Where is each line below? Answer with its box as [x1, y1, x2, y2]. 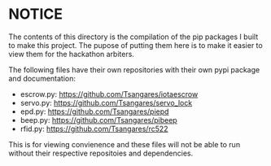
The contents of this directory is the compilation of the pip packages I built [8, 32, 259, 41]
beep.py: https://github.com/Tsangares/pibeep [20, 115, 177, 124]
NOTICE [8, 5, 63, 24]
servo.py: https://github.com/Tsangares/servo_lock [20, 98, 193, 107]
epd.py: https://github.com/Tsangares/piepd [20, 107, 169, 116]
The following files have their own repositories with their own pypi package [8, 64, 260, 74]
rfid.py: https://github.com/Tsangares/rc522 [20, 124, 168, 133]
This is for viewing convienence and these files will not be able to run [8, 139, 241, 149]
